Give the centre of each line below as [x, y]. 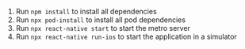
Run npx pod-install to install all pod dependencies [101, 20]
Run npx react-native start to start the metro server [103, 28]
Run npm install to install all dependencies [86, 11]
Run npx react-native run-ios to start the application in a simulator [126, 36]
